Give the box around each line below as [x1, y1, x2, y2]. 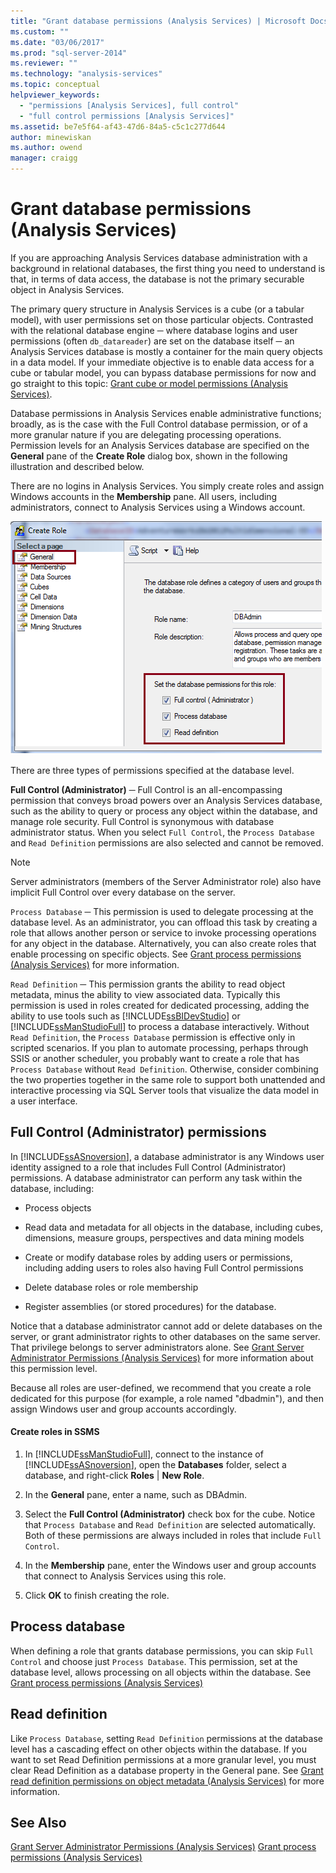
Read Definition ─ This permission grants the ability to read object [10, 978, 286, 990]
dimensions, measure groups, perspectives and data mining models [24, 1231, 305, 1244]
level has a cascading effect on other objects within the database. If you [10, 1743, 307, 1755]
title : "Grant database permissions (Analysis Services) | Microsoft [10, 16, 307, 26]
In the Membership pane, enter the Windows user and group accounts [24, 1559, 317, 1571]
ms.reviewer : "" [10, 58, 78, 69]
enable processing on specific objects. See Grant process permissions [10, 948, 302, 960]
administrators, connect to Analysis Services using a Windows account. [10, 501, 306, 513]
